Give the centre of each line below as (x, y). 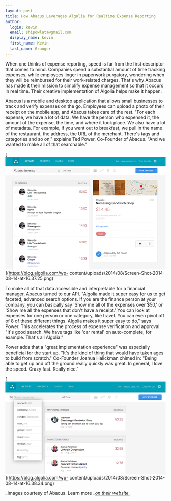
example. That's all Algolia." (34, 337)
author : (13, 21)
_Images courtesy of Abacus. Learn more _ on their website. (68, 493)
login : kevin (24, 27)
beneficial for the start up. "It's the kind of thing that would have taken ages (84, 353)
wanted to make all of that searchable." (46, 144)
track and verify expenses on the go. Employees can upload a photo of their (85, 106)
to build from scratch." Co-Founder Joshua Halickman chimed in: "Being (81, 358)
